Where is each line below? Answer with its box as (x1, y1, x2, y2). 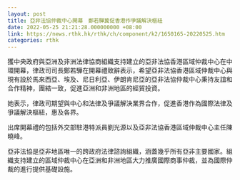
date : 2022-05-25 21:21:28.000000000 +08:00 (7, 23, 142, 31)
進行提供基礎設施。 (19, 165, 76, 174)
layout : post (7, 10, 46, 18)
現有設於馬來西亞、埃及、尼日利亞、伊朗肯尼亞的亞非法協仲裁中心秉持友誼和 (7, 75, 233, 84)
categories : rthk (7, 37, 59, 44)
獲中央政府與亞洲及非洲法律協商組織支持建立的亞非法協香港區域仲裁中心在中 (7, 58, 233, 66)
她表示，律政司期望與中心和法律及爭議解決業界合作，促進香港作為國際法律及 (7, 99, 233, 107)
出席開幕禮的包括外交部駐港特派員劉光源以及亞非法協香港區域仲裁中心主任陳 (7, 123, 233, 132)
